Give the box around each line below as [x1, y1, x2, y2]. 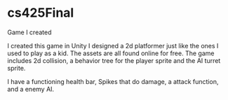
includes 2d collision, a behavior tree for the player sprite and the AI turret [7, 56, 221, 64]
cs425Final [7, 5, 74, 21]
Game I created [7, 28, 52, 36]
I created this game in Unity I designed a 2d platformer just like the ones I [7, 41, 219, 50]
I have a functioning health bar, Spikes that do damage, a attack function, [7, 77, 219, 85]
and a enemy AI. [7, 85, 55, 93]
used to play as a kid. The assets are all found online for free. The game [7, 49, 215, 57]
